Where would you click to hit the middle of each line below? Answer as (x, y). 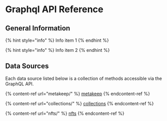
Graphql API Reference (54, 9)
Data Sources (27, 66)
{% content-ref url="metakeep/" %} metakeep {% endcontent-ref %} (78, 94)
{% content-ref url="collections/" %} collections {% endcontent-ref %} (79, 103)
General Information (38, 28)
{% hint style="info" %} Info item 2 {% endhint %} (58, 50)
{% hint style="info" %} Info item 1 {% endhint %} (57, 40)
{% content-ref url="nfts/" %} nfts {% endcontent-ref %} (65, 113)
